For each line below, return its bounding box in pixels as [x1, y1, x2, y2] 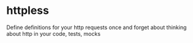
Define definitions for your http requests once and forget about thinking [6, 24, 187, 31]
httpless [6, 4, 49, 18]
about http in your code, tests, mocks [6, 30, 101, 37]
